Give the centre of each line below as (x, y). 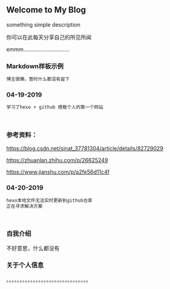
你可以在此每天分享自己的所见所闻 (49, 37)
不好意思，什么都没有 (33, 248)
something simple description (43, 24)
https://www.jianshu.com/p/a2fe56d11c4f (58, 172)
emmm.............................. (38, 49)
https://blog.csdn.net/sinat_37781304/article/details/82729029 (85, 149)
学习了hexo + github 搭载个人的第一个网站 (55, 107)
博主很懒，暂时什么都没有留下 (38, 79)
